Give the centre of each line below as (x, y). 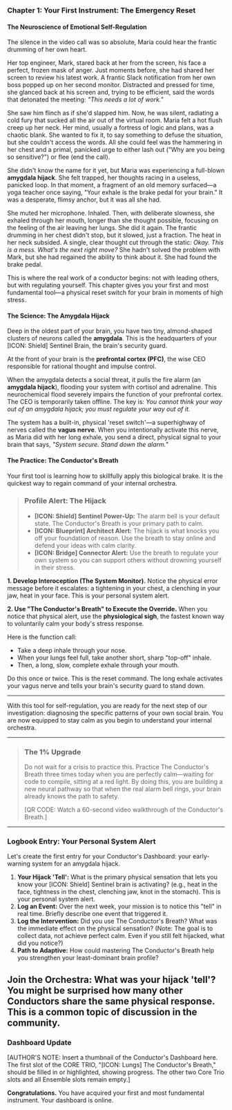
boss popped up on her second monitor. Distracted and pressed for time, (111, 85)
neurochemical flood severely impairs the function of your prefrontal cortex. (115, 394)
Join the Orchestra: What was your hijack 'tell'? (112, 979)
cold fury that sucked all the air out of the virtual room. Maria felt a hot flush (115, 120)
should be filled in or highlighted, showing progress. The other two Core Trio (116, 1072)
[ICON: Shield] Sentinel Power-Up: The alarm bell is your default (127, 516)
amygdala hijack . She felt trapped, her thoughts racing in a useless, (104, 178)
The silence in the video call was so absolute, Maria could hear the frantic (112, 42)
